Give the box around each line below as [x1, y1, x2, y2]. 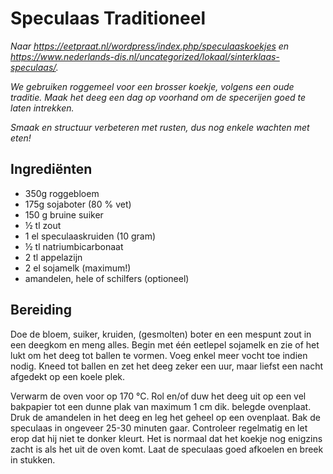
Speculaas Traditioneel [10, 7, 206, 30]
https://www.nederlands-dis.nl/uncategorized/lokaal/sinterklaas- [10, 50, 280, 62]
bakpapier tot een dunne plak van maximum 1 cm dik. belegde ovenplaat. [10, 400, 312, 412]
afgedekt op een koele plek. [10, 370, 126, 382]
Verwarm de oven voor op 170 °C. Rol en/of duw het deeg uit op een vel [10, 390, 307, 402]
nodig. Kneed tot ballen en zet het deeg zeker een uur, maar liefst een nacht [10, 360, 324, 372]
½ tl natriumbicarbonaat [24, 240, 124, 252]
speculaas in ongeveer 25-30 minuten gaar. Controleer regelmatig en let [10, 422, 308, 434]
